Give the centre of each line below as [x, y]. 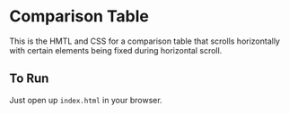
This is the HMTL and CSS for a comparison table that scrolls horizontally [145, 41]
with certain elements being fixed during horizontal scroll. [116, 50]
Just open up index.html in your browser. [86, 100]
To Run [29, 79]
